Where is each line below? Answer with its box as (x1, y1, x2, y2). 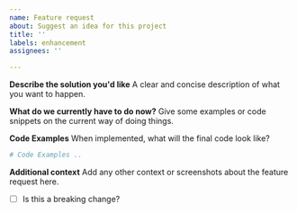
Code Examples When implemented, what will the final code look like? (9, 133, 270, 144)
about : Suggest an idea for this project (9, 22, 167, 31)
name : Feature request (9, 13, 94, 22)
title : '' (9, 30, 47, 39)
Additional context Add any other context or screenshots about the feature (9, 167, 289, 177)
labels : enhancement (9, 38, 87, 48)
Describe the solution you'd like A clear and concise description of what (9, 79, 281, 90)
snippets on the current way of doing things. (9, 116, 174, 127)
